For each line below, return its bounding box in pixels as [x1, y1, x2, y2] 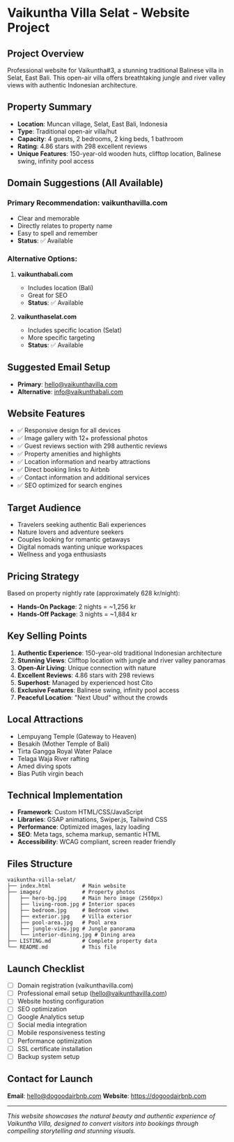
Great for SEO [27, 291, 68, 299]
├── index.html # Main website [7, 883, 127, 890]
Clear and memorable [17, 214, 80, 222]
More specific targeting [27, 333, 95, 342]
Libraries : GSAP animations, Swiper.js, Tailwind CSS [17, 816, 168, 824]
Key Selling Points [7, 630, 88, 642]
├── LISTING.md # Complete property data [7, 938, 157, 945]
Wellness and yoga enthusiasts [17, 550, 107, 558]
